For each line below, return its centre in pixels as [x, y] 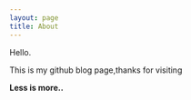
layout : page [34, 18]
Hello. [20, 52]
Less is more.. [36, 87]
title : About [34, 26]
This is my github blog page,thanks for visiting [96, 70]
